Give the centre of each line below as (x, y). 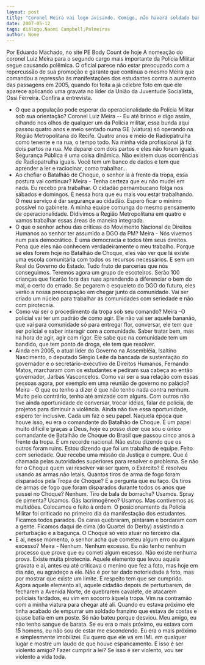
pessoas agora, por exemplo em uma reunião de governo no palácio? (102, 383)
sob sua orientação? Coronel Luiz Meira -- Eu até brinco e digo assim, (103, 116)
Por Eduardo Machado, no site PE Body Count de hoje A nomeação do (95, 52)
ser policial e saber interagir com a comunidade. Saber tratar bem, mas (104, 331)
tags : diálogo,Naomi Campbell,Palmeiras (59, 29)
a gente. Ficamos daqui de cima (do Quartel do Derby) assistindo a (99, 526)
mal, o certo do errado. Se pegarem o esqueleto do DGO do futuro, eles (105, 286)
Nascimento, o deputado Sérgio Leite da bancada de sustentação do (102, 357)
